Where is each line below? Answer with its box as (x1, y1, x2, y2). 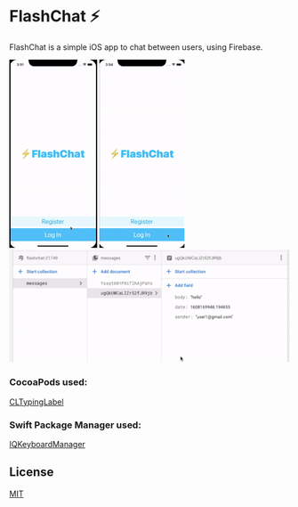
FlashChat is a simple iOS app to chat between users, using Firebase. (9, 41, 263, 53)
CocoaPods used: (9, 376, 88, 388)
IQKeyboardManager (9, 438, 86, 449)
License (9, 464, 54, 480)
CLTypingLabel (9, 397, 64, 407)
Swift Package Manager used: (9, 419, 142, 431)
